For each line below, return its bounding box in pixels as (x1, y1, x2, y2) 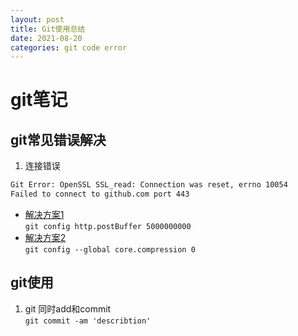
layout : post (10, 14, 65, 25)
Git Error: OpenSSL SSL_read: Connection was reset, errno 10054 (10, 180, 288, 190)
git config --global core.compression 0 (24, 245, 196, 255)
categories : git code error (10, 42, 128, 53)
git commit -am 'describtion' (24, 316, 152, 326)
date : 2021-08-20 (10, 33, 83, 43)
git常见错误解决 (10, 131, 107, 148)
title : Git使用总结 (10, 24, 86, 34)
